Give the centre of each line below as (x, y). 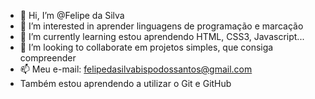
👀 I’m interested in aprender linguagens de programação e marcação (161, 26)
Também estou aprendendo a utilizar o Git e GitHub (125, 83)
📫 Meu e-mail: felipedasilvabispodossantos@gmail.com (136, 69)
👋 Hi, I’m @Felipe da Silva (72, 15)
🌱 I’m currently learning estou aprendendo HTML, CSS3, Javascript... (162, 36)
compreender (48, 58)
